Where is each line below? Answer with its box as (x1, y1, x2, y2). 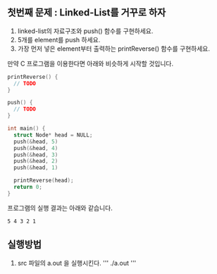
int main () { (7, 125, 46, 132)
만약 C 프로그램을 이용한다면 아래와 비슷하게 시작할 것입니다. (7, 59, 174, 68)
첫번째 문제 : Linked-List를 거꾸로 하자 (7, 6, 166, 19)
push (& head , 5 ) (13, 138, 58, 145)
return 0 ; (13, 184, 42, 191)
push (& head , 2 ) (13, 158, 58, 165)
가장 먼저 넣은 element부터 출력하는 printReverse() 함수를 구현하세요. (17, 44, 210, 53)
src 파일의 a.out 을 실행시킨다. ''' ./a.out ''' (17, 259, 137, 267)
